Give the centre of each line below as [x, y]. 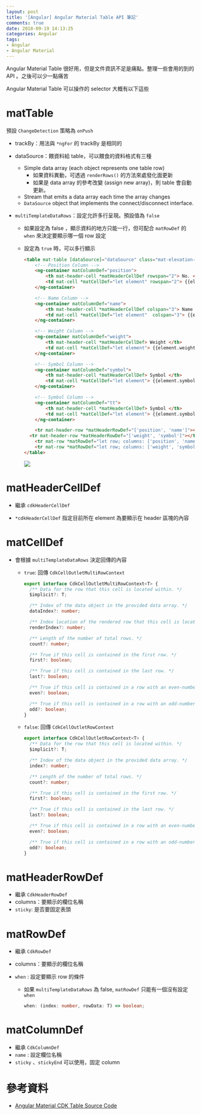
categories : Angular [32, 34]
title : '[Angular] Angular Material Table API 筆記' [72, 17]
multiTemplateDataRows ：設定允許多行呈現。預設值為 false [87, 215]
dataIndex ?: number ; [55, 611]
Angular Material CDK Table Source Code [66, 1106]
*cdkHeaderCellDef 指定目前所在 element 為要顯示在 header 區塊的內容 [102, 517]
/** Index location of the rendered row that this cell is [104, 622]
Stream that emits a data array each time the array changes [97, 197]
